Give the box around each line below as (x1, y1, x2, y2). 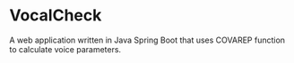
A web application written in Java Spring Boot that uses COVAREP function (9, 35, 285, 45)
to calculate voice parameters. (9, 43, 122, 54)
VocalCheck (9, 5, 102, 26)
